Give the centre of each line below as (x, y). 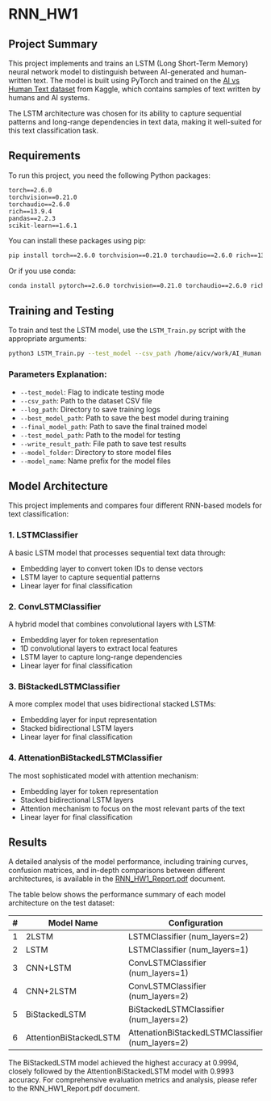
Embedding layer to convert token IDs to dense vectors (111, 568)
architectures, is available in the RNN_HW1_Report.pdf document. (117, 879)
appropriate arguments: (48, 339)
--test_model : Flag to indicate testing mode (92, 392)
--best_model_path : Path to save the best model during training (124, 418)
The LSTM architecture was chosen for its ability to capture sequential (125, 113)
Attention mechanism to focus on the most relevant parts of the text (132, 808)
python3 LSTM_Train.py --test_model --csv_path (90, 354)
